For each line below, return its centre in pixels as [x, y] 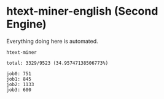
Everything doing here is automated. [52, 41]
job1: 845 [19, 79]
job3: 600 [19, 90]
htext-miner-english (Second [82, 11]
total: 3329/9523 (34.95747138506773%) [57, 63]
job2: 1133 [20, 84]
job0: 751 [19, 74]
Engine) [27, 24]
